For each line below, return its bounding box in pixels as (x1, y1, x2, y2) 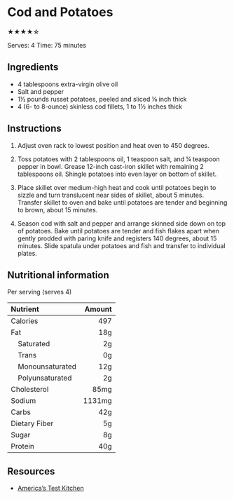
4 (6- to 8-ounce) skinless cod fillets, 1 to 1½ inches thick (17, 102, 183, 111)
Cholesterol (11, 385, 49, 395)
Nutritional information (7, 269, 110, 281)
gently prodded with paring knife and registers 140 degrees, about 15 (17, 234, 217, 242)
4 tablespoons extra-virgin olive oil (17, 80, 118, 88)
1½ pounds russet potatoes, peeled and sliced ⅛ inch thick (17, 95, 187, 103)
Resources (7, 465, 55, 477)
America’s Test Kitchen (17, 484, 84, 493)
